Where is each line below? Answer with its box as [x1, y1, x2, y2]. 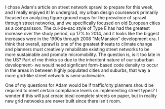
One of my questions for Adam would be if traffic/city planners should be [5, 82, 154, 88]
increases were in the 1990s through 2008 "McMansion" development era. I [5, 36, 160, 42]
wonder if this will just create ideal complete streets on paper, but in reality [5, 93, 157, 99]
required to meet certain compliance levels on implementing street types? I [5, 88, 158, 93]
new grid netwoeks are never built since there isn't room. [5, 98, 122, 104]
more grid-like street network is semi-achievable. [5, 73, 105, 78]
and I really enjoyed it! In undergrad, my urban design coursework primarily [5, 9, 159, 15]
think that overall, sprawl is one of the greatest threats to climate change [5, 41, 153, 47]
